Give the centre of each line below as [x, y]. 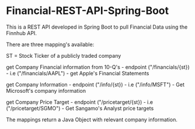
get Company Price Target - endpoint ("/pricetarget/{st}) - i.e [80, 102]
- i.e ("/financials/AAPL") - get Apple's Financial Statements [78, 73]
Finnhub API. [21, 33]
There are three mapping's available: [50, 44]
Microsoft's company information [46, 90]
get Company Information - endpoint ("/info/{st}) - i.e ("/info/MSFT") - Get [95, 84]
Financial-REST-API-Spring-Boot [88, 11]
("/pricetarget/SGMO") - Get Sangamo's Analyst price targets [80, 108]
